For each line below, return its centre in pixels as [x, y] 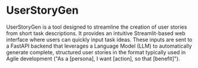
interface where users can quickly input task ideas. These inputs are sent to [99, 39]
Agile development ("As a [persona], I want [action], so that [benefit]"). [93, 58]
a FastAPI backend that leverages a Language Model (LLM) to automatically [99, 46]
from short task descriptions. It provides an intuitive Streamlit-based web [96, 33]
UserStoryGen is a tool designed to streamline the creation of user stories [97, 27]
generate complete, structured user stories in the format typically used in [96, 52]
